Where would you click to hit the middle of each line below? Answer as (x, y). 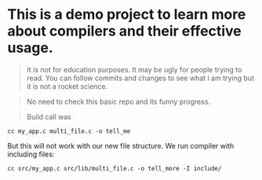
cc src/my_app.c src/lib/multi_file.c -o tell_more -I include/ (115, 168)
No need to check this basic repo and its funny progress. (118, 101)
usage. (31, 48)
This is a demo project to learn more (127, 15)
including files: (31, 154)
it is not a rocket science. (67, 86)
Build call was (49, 116)
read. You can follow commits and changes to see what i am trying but (140, 78)
